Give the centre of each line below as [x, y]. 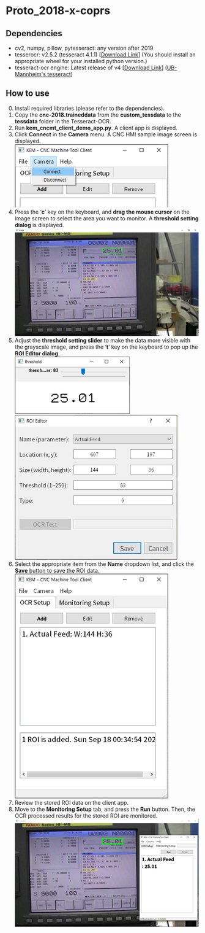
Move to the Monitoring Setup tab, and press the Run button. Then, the [105, 809]
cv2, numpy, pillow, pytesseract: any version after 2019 [84, 48]
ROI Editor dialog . [37, 353]
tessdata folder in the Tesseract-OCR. [63, 121]
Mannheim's [30, 74]
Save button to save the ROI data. [57, 570]
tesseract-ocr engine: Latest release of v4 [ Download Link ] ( [91, 68]
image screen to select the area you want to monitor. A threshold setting [106, 218]
